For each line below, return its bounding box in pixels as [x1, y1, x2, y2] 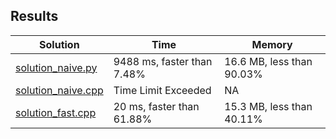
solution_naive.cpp [15, 83, 104, 97]
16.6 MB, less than [224, 54, 313, 68]
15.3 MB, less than [224, 99, 313, 113]
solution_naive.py [15, 60, 98, 74]
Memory [251, 37, 293, 51]
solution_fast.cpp [15, 105, 97, 119]
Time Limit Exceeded [113, 83, 212, 97]
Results [10, 8, 59, 25]
